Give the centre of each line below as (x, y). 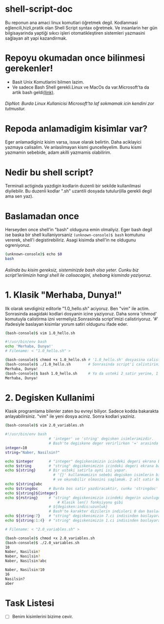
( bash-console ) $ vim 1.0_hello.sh (40, 333)
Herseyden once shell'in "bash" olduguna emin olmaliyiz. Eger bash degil (79, 230)
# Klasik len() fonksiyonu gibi (90, 502)
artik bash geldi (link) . (33, 92)
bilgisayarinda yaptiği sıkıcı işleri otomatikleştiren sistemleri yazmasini (75, 33)
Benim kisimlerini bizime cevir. (42, 617)
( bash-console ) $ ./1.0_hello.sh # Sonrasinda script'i (70, 364)
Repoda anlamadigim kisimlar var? (76, 129)
